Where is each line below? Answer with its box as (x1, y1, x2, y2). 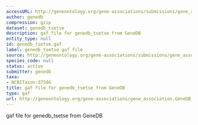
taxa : (6, 74, 19, 80)
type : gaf (6, 90, 31, 96)
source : (6, 52, 25, 58)
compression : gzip (6, 19, 51, 25)
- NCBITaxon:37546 (6, 80, 51, 86)
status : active (6, 63, 44, 69)
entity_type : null (6, 36, 51, 42)
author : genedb (6, 14, 44, 20)
